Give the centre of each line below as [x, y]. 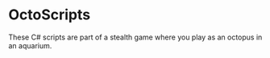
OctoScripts [50, 15]
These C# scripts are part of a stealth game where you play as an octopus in [135, 37]
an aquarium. [30, 45]
